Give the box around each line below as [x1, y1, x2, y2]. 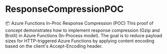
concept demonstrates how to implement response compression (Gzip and [5, 27, 160, 33]
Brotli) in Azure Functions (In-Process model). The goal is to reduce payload [5, 32, 162, 38]
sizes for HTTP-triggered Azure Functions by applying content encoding [5, 38, 154, 44]
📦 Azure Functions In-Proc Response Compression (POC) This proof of [5, 20, 154, 26]
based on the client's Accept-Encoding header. [5, 43, 103, 49]
